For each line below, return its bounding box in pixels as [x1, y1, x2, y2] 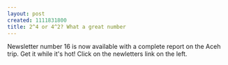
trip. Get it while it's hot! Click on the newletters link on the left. [7, 50, 188, 58]
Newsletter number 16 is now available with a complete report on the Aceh [7, 43, 221, 51]
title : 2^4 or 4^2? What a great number [7, 23, 127, 30]
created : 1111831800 [7, 17, 68, 24]
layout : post [7, 10, 45, 17]
